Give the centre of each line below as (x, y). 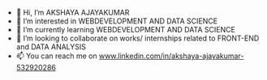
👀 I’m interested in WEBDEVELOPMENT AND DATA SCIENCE (116, 21)
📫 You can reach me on (56, 56)
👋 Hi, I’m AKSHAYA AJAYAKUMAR (73, 13)
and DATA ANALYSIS (51, 47)
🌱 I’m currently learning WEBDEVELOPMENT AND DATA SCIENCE (125, 29)
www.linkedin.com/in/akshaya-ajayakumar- (171, 56)
